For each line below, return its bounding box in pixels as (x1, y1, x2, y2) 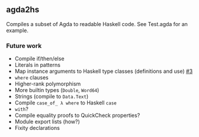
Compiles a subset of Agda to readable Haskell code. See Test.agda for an (6, 20, 188, 27)
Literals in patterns (14, 62, 61, 69)
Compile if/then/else (14, 55, 65, 62)
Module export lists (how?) (14, 118, 80, 125)
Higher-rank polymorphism (14, 80, 81, 88)
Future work (6, 42, 42, 50)
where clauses (14, 74, 49, 81)
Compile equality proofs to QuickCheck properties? (14, 112, 140, 119)
